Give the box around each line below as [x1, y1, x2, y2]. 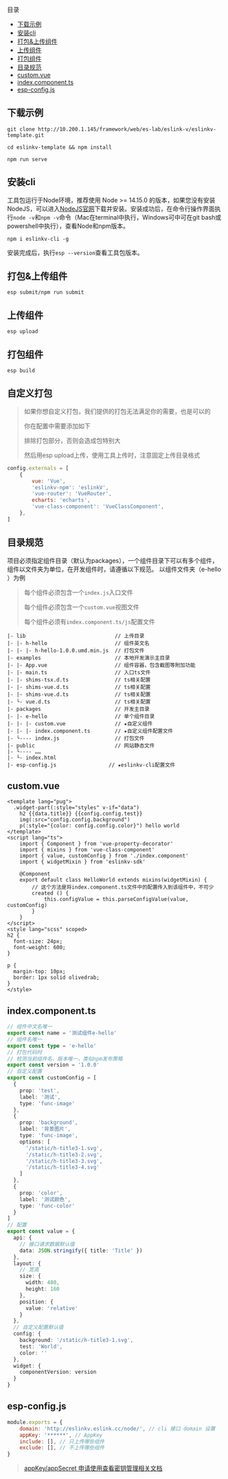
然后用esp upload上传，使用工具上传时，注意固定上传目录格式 [23, 451, 201, 459]
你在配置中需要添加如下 [23, 421, 91, 430]
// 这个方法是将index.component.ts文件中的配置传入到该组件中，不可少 [32, 884, 214, 891]
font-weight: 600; [13, 944, 67, 951]
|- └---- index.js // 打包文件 [7, 734, 145, 742]
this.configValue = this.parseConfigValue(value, [43, 896, 189, 903]
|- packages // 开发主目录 [7, 705, 150, 712]
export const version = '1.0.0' [7, 1061, 100, 1069]
